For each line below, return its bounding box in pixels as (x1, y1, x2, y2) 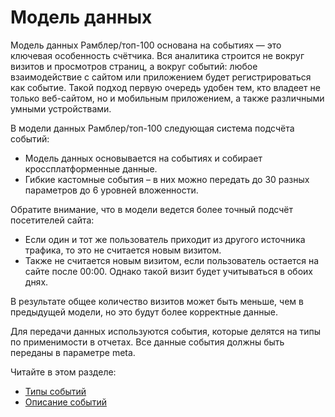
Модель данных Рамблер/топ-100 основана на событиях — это (10, 39, 282, 51)
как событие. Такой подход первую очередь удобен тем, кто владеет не (10, 81, 321, 93)
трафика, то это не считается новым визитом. (24, 244, 222, 256)
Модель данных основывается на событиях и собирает (24, 152, 263, 164)
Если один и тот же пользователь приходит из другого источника (24, 233, 306, 245)
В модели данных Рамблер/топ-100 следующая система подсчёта (10, 122, 295, 134)
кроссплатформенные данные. (24, 162, 158, 175)
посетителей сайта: (10, 214, 95, 226)
